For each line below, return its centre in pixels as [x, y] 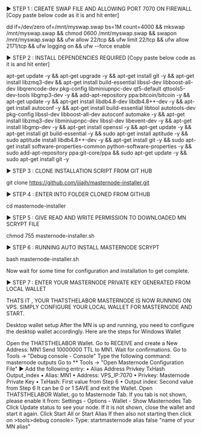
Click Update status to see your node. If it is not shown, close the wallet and [100, 407]
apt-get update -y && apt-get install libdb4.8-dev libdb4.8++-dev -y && [95, 101]
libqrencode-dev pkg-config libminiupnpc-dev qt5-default [89, 89]
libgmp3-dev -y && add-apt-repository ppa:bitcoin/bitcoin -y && [111, 95]
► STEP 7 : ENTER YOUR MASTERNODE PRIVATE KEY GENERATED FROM [99, 282]
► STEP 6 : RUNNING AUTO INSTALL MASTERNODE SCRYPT [83, 247]
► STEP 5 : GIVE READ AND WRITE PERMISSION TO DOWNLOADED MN [96, 217]
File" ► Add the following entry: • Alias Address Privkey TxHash [86, 369]
